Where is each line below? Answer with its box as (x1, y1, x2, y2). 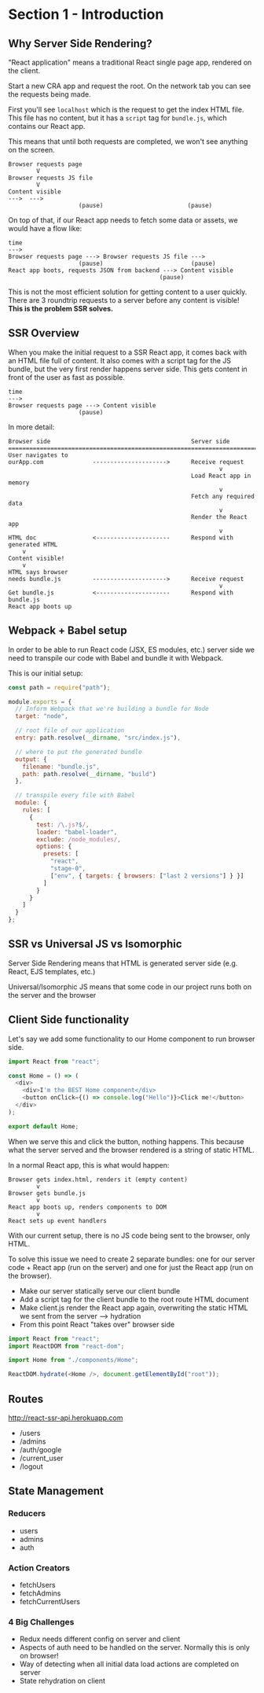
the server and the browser (8, 990, 97, 999)
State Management (8, 1485, 104, 1498)
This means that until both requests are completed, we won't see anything (8, 137, 248, 146)
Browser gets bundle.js (8, 1189, 86, 1197)
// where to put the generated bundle (15, 748, 143, 756)
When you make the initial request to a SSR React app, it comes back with (8, 348, 247, 357)
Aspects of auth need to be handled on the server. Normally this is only (19, 1643, 250, 1652)
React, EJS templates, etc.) (8, 966, 96, 976)
